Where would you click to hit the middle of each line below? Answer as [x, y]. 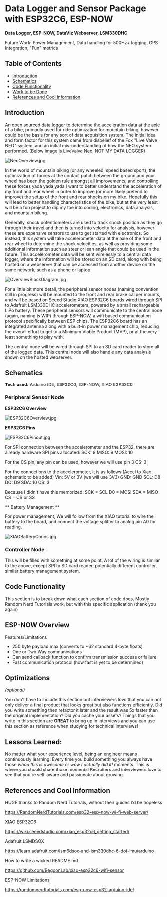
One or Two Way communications [47, 652]
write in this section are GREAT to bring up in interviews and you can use [80, 721]
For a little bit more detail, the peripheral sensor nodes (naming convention [82, 289]
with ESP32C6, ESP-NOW [59, 19]
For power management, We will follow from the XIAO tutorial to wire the [79, 516]
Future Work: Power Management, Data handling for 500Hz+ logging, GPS [82, 42]
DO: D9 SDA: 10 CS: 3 [27, 482]
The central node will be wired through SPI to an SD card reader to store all [82, 346]
